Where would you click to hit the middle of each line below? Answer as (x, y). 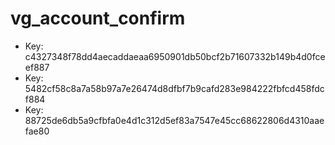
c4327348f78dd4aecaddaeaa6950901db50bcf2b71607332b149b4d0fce (175, 56)
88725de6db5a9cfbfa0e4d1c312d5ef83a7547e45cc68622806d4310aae (174, 120)
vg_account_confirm (98, 18)
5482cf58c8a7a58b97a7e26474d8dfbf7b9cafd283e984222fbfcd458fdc (174, 88)
